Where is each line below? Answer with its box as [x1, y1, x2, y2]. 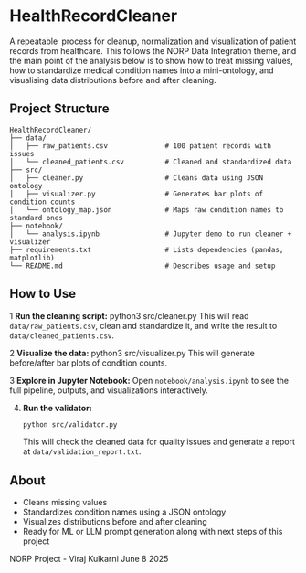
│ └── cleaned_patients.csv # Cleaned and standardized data [9, 157, 292, 166]
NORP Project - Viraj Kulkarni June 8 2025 [9, 554, 169, 565]
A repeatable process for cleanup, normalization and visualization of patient [9, 36, 297, 47]
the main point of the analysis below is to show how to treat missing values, [9, 55, 294, 66]
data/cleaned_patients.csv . [9, 330, 115, 341]
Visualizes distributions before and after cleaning [22, 516, 207, 527]
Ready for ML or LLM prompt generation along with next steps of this [22, 526, 283, 537]
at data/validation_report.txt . [22, 446, 142, 457]
